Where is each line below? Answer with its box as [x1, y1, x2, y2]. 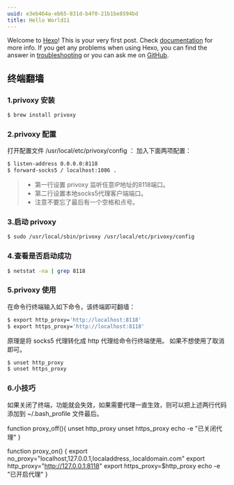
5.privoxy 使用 [7, 285, 56, 295]
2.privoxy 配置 [7, 129, 57, 139]
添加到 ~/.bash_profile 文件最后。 [7, 409, 103, 417]
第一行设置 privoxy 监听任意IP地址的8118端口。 [34, 181, 169, 189]
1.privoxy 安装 [7, 95, 56, 105]
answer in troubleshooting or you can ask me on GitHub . [7, 50, 169, 59]
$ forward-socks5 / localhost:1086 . [7, 167, 117, 174]
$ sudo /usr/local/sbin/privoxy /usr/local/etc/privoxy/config [7, 233, 195, 241]
